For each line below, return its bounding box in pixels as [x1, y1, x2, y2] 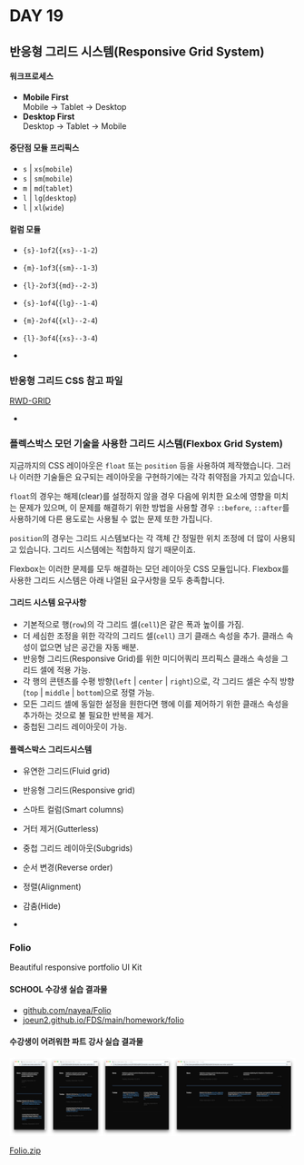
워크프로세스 [9, 71, 54, 82]
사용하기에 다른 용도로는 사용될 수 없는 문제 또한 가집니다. [9, 513, 213, 524]
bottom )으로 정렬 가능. [76, 686, 155, 697]
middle [44, 688, 70, 697]
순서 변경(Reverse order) [22, 862, 113, 873]
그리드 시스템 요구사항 [9, 597, 87, 608]
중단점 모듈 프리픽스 [9, 143, 80, 153]
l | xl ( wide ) [22, 202, 65, 212]
